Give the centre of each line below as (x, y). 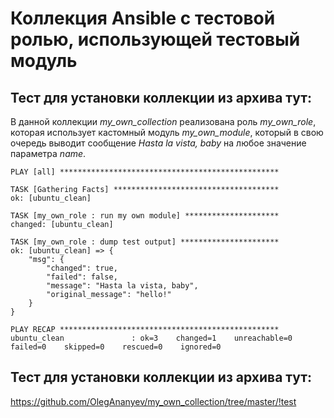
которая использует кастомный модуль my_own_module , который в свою (167, 132)
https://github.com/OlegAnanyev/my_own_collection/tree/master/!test (153, 401)
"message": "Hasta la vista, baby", (122, 286)
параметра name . (48, 153)
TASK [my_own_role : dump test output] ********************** (145, 242)
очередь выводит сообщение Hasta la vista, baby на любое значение (158, 143)
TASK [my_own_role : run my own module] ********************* (145, 216)
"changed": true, (82, 268)
